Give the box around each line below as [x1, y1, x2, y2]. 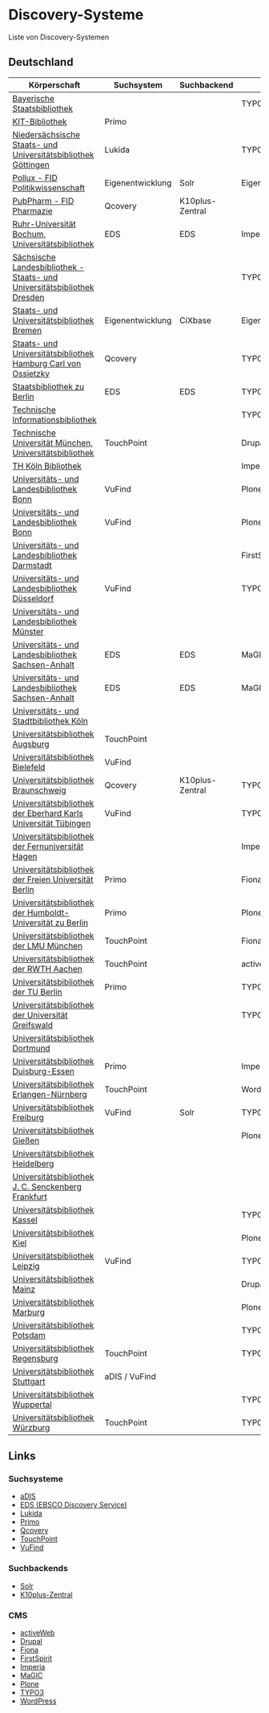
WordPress [19, 1696, 57, 1706]
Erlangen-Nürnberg [12, 1088, 88, 1099]
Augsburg [12, 738, 50, 749]
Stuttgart [12, 1376, 46, 1387]
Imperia [19, 1662, 46, 1672]
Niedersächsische [12, 128, 81, 140]
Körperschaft [28, 79, 81, 90]
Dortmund [12, 1042, 50, 1054]
